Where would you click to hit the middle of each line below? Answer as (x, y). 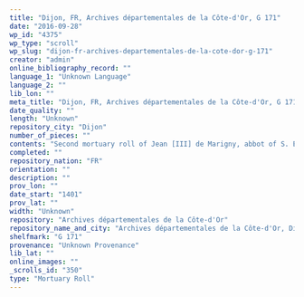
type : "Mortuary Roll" (52, 279)
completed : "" (36, 152)
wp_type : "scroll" (44, 43)
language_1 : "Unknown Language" (70, 77)
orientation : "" (40, 169)
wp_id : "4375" (36, 34)
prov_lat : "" (34, 203)
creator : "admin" (42, 60)
